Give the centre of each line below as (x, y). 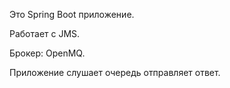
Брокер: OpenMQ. (47, 53)
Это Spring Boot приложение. (72, 14)
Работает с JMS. (45, 33)
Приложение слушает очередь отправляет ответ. (115, 72)
